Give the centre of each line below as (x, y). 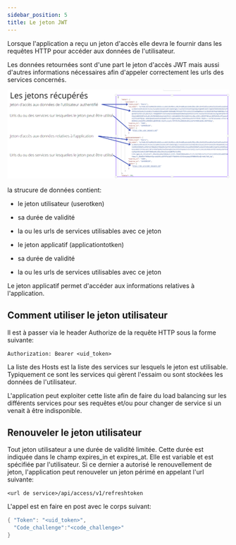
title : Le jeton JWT (38, 22)
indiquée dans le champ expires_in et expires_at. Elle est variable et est (110, 457)
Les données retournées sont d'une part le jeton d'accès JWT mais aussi (113, 64)
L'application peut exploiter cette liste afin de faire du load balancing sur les (117, 395)
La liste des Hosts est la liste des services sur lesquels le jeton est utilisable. (118, 366)
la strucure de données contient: (55, 190)
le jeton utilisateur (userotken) (61, 203)
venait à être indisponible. (45, 410)
